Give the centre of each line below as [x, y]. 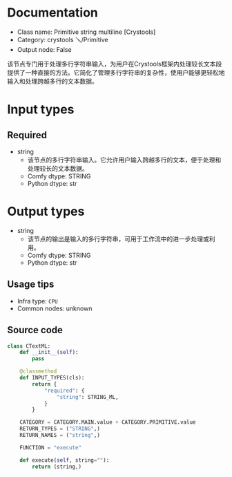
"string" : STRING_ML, [87, 397]
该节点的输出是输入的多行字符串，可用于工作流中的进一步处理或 [118, 238]
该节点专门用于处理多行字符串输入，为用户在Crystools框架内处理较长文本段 [115, 64]
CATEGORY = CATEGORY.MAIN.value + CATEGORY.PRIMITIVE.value [108, 422]
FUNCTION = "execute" [50, 447]
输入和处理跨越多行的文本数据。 [52, 81]
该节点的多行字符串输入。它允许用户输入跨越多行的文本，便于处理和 [124, 160]
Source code [35, 330]
